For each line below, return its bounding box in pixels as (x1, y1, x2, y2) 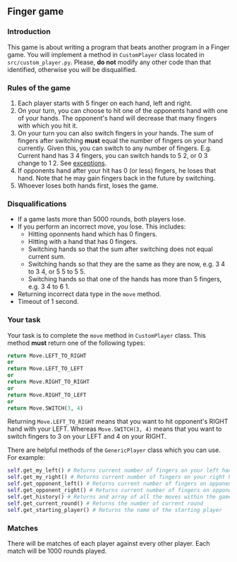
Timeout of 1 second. (17, 298, 79, 306)
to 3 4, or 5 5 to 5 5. (28, 267, 86, 276)
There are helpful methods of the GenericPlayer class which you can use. (7, 446, 221, 454)
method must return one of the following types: (7, 338, 146, 347)
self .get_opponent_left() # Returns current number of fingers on (7, 480, 207, 487)
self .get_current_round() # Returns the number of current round (7, 500, 203, 507)
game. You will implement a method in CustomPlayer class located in (7, 50, 205, 59)
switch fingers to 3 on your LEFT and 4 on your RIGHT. (7, 432, 167, 441)
